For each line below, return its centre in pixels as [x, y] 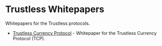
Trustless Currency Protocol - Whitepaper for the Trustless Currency [85, 33]
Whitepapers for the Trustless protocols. [48, 23]
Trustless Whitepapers [55, 9]
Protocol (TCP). [29, 38]
